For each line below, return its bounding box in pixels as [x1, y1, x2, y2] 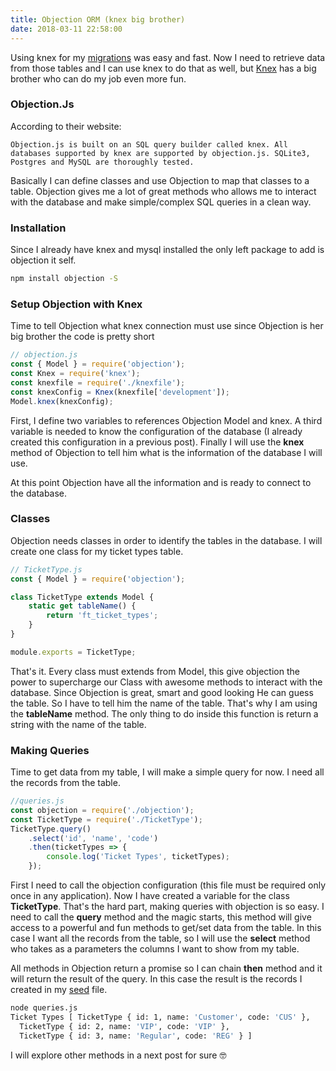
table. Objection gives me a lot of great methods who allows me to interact [10, 185, 317, 197]
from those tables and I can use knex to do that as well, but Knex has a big [10, 62, 317, 74]
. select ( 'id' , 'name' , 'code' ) [28, 833, 159, 843]
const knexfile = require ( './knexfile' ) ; [10, 377, 186, 388]
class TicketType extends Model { [10, 592, 155, 602]
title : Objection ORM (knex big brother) [10, 14, 186, 25]
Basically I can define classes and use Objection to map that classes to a [10, 174, 310, 186]
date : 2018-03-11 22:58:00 [10, 24, 123, 34]
